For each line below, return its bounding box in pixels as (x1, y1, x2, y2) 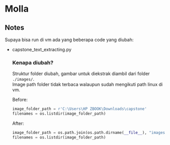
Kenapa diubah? (12, 59, 54, 66)
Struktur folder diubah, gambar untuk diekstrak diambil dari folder (12, 70, 150, 77)
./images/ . (12, 76, 35, 82)
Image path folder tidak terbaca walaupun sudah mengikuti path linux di (12, 82, 163, 88)
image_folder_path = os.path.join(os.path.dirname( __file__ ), (12, 130, 147, 135)
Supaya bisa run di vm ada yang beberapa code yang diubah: (5, 37, 134, 43)
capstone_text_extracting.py (12, 47, 72, 52)
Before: (12, 97, 28, 103)
